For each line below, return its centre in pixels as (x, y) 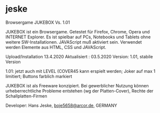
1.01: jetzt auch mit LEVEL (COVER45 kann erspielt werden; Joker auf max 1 (80, 71)
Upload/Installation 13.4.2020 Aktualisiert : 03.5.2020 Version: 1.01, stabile (79, 56)
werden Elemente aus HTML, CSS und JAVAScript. (56, 47)
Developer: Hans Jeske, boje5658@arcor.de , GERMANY (61, 105)
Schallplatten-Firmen (26, 96)
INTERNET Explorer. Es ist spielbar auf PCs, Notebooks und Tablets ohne (78, 37)
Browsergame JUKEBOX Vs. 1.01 (38, 22)
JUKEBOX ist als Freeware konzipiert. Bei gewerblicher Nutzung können (77, 85)
